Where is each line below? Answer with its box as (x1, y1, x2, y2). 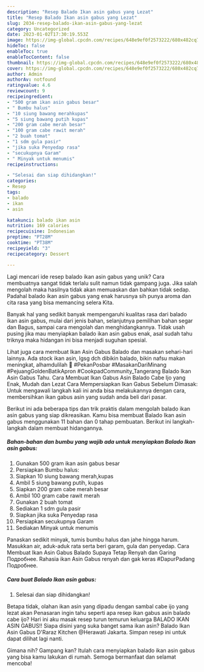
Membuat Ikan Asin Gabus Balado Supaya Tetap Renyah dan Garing (7, 549, 176, 556)
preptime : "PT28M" (7, 234, 53, 240)
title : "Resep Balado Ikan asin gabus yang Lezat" (7, 15, 137, 21)
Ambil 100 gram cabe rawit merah (15, 492, 100, 500)
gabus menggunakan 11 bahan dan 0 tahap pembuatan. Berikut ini (7, 418, 171, 425)
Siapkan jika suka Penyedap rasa (15, 511, 98, 519)
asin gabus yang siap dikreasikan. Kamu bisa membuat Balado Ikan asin (7, 411, 186, 419)
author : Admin (7, 71, 43, 77)
